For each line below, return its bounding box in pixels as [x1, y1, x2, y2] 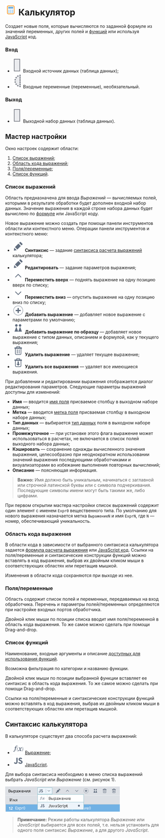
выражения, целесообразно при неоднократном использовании [12, 451, 150, 457]
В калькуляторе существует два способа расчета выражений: [5, 733, 137, 739]
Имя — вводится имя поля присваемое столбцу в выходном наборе [12, 399, 158, 405]
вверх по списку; [12, 282, 49, 288]
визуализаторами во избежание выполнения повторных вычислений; [12, 462, 161, 468]
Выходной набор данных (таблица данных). [23, 118, 115, 124]
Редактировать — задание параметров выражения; [24, 265, 137, 271]
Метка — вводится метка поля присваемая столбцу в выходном [12, 409, 150, 415]
